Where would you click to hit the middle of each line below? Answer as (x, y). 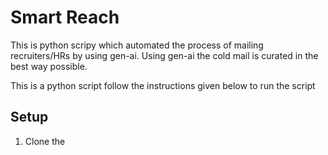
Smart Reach (65, 17)
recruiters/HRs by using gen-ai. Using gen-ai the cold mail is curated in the (164, 55)
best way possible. (49, 66)
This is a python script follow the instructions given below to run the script (163, 85)
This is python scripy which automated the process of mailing (137, 45)
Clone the (45, 141)
